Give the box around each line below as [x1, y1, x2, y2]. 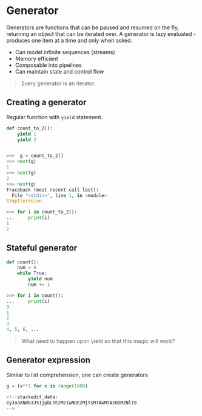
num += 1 [28, 282, 50, 288]
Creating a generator [6, 97, 87, 108]
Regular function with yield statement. [6, 113, 103, 120]
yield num [28, 276, 53, 282]
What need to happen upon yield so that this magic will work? [21, 338, 175, 345]
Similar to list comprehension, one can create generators [6, 371, 149, 378]
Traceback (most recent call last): [6, 187, 99, 193]
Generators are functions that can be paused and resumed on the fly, [6, 24, 180, 31]
